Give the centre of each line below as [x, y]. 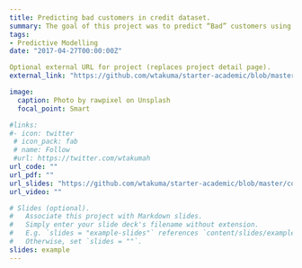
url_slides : [31, 183]
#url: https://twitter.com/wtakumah [82, 158]
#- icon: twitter [42, 133]
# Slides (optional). [50, 208]
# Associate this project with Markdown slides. [106, 217]
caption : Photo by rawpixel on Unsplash [94, 100]
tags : [19, 34]
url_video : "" [36, 192]
